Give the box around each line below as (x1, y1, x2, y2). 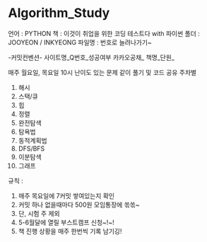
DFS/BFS (18, 144, 45, 153)
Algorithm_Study (8, 5, 110, 21)
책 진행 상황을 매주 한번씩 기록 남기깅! (18, 226, 122, 235)
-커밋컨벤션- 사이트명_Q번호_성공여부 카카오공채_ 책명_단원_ (8, 53, 175, 62)
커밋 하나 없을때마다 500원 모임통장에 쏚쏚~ (18, 200, 140, 209)
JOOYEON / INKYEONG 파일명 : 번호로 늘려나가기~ (8, 38, 153, 47)
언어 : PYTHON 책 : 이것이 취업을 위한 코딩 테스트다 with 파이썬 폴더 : (8, 29, 200, 38)
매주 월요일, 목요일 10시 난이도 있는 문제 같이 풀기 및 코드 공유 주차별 (8, 68, 197, 76)
